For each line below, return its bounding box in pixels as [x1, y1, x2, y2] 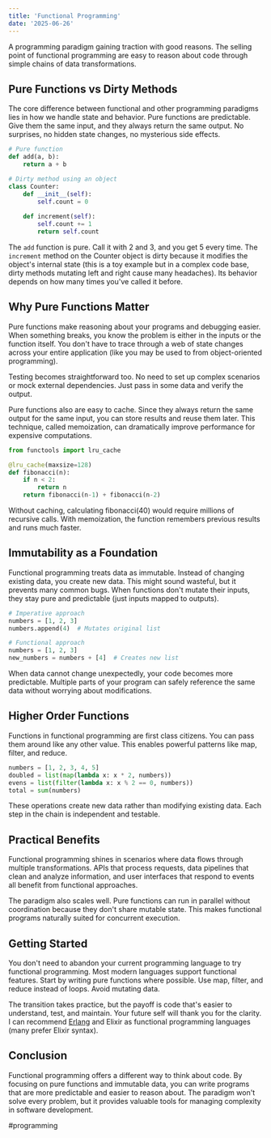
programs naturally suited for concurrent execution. [8, 913, 180, 923]
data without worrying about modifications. [8, 686, 152, 696]
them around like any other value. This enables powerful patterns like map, [8, 739, 257, 749]
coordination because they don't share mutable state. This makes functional [8, 905, 262, 914]
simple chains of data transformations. [8, 58, 137, 69]
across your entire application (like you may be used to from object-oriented [8, 347, 263, 357]
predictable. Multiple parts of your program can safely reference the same [8, 677, 256, 687]
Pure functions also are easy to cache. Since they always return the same [8, 404, 253, 414]
